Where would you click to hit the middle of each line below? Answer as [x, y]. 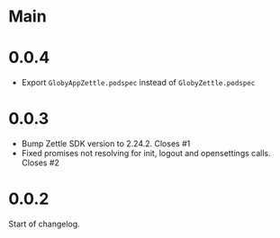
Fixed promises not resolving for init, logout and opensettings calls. [146, 154]
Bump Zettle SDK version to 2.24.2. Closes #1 [106, 144]
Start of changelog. [44, 224]
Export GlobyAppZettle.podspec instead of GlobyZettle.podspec [138, 83]
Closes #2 [41, 163]
